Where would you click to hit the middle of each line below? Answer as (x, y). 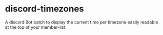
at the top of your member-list (35, 27)
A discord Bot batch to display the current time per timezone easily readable (82, 22)
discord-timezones (44, 9)
